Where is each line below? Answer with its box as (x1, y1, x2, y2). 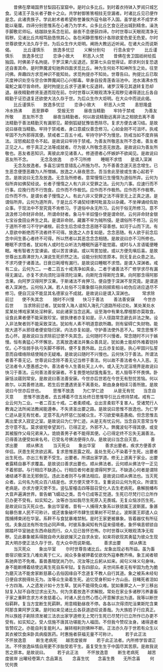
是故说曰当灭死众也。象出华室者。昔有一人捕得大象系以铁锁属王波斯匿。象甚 (5, 504, 158, 509)
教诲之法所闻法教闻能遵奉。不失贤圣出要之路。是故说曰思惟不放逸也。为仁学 (5, 406, 158, 411)
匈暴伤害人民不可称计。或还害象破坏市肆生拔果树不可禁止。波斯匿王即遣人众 (5, 509, 158, 515)
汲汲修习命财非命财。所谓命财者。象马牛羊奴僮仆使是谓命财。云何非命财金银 (5, 211, 158, 217)
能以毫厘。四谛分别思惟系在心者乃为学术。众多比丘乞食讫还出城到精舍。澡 (5, 22, 154, 28)
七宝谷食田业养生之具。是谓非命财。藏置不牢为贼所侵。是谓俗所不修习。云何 (5, 217, 158, 223)
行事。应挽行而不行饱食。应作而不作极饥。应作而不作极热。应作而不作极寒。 (5, 187, 158, 192)
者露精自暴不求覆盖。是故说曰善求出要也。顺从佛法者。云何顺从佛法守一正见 (5, 461, 158, 467)
